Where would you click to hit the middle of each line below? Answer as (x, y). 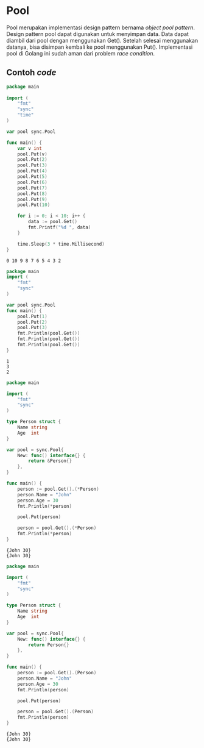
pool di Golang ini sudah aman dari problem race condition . (81, 53)
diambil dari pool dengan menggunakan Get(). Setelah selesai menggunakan (102, 40)
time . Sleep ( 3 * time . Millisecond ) (61, 244)
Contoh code (31, 73)
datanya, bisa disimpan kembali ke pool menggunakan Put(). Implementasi (100, 47)
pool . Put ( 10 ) (34, 205)
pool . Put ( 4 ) (32, 171)
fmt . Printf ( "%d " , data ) (60, 227)
